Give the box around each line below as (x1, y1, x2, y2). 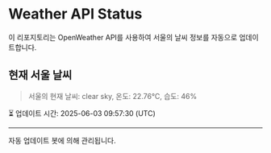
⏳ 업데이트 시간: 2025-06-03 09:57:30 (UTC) (8, 108, 156, 118)
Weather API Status (8, 5, 143, 23)
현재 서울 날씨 (8, 68, 73, 82)
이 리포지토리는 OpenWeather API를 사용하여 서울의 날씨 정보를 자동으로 (8, 32, 238, 42)
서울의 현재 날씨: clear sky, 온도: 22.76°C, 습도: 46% (27, 91, 198, 101)
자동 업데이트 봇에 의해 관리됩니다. (8, 135, 116, 145)
